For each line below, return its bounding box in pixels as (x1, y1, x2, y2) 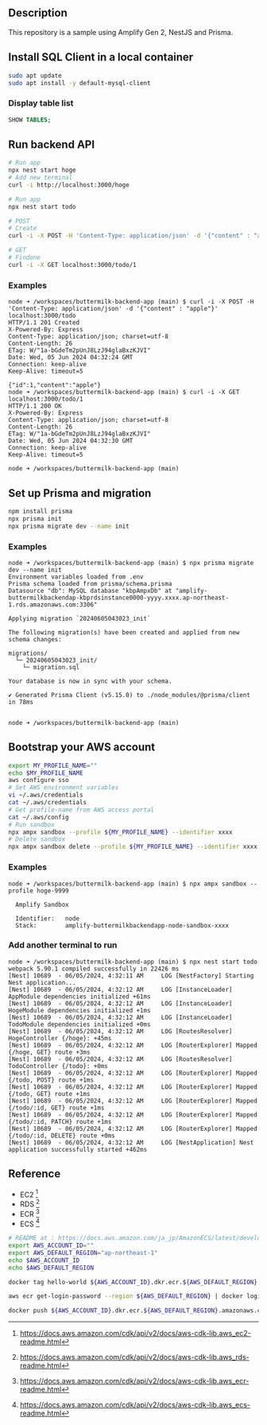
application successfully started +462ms (8, 1145, 148, 1153)
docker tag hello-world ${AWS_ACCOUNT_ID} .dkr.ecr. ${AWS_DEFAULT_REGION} (8, 1278, 258, 1286)
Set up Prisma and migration (8, 486, 152, 500)
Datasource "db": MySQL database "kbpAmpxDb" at (8, 587, 172, 594)
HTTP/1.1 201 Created (8, 319, 80, 327)
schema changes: (8, 635, 62, 643)
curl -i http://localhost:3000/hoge (8, 180, 130, 189)
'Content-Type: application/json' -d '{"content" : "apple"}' (8, 305, 219, 313)
